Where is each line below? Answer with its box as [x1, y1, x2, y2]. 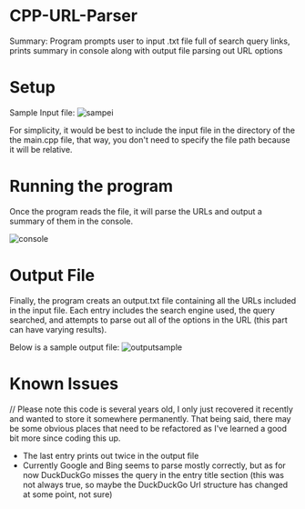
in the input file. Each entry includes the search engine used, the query [9, 304, 276, 315]
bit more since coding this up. [9, 433, 121, 444]
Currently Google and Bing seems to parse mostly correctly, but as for [22, 460, 287, 471]
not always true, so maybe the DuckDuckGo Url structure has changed [22, 479, 289, 490]
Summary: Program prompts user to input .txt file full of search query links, [9, 35, 290, 46]
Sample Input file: [9, 106, 76, 118]
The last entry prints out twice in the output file [22, 450, 199, 461]
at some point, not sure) [22, 488, 113, 500]
